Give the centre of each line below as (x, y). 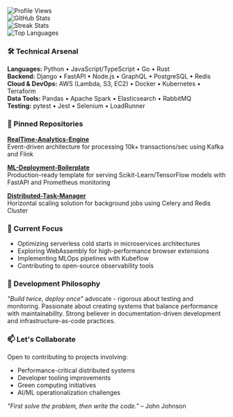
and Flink (20, 154)
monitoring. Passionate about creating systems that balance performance (113, 306)
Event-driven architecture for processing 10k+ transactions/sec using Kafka (115, 147)
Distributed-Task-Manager (47, 195)
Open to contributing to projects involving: (68, 357)
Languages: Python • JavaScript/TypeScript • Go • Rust (88, 69)
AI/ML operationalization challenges (69, 393)
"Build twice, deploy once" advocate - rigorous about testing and (100, 299)
